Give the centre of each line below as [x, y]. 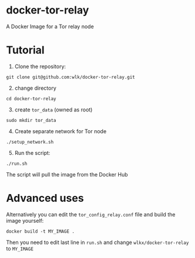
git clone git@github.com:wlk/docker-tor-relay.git [70, 77]
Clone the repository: [40, 66]
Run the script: [32, 152]
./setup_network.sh [30, 142]
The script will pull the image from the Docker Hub [67, 174]
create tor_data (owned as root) [53, 110]
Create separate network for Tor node [60, 131]
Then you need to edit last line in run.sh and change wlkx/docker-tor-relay [97, 242]
